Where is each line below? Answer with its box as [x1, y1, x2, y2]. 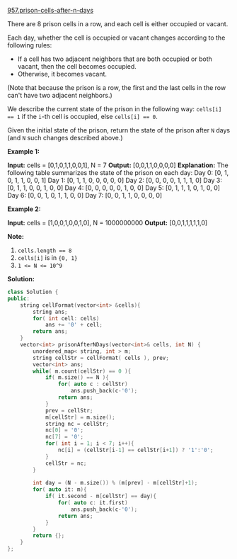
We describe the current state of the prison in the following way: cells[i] [7, 105, 222, 113]
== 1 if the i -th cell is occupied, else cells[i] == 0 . [7, 113, 158, 120]
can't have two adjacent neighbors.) [7, 91, 113, 99]
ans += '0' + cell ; [45, 322, 103, 329]
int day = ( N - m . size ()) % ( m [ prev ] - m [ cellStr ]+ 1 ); [33, 480, 198, 487]
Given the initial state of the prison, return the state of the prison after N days [7, 126, 231, 134]
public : [7, 295, 30, 302]
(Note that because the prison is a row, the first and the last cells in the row [7, 84, 226, 91]
